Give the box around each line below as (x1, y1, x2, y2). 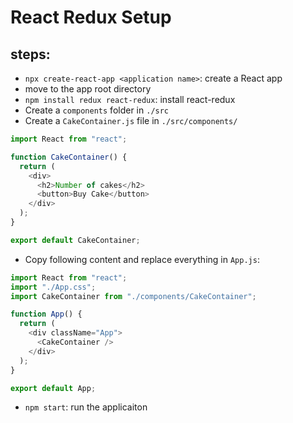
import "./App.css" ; (10, 282, 97, 292)
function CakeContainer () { (10, 152, 128, 162)
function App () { (10, 309, 83, 320)
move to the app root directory (24, 83, 152, 95)
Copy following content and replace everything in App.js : (24, 253, 260, 265)
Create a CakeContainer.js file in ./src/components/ (24, 115, 238, 126)
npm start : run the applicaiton (24, 401, 148, 413)
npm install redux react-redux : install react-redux (24, 94, 236, 105)
